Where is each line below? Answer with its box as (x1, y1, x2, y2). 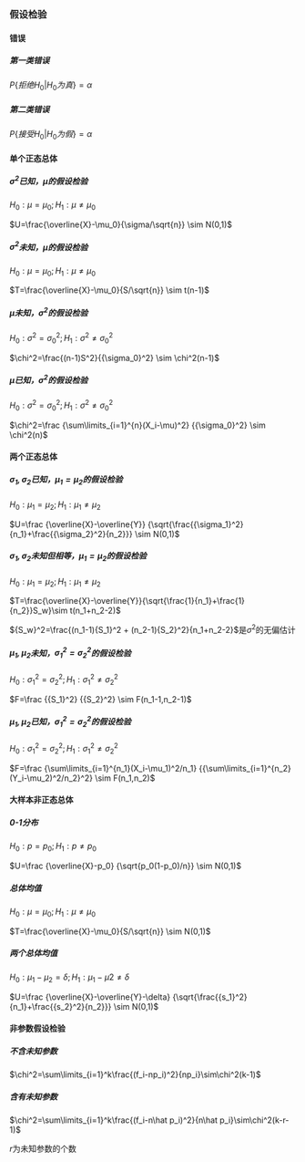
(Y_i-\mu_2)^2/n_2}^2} (9, 773, 94, 783)
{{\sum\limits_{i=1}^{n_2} (198, 763, 291, 773)
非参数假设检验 (9, 1023, 66, 1034)
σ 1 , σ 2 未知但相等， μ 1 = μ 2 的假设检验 (9, 550, 147, 564)
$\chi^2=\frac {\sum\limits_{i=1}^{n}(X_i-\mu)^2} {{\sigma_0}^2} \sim (9, 420, 266, 431)
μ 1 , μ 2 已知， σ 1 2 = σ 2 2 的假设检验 (9, 714, 132, 729)
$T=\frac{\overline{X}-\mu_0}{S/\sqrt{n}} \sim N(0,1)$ (9, 926, 211, 937)
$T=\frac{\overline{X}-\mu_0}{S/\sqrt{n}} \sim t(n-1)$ (9, 285, 210, 296)
